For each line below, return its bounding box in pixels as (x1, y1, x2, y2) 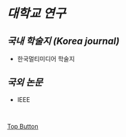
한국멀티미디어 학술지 (17, 55, 75, 63)
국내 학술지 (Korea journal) (7, 35, 120, 47)
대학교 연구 (7, 6, 66, 21)
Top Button (7, 122, 39, 130)
